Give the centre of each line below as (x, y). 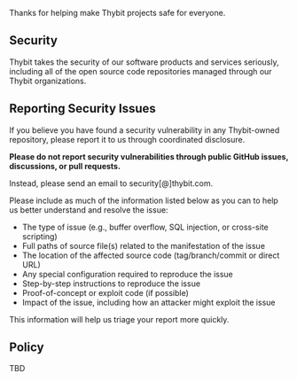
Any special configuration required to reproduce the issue (127, 274)
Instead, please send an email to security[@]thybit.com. (111, 183)
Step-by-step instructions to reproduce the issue (111, 284)
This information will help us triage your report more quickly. (119, 319)
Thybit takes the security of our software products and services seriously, (144, 62)
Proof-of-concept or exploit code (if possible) (105, 292)
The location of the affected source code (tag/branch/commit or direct (151, 255)
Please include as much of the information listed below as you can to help (144, 200)
